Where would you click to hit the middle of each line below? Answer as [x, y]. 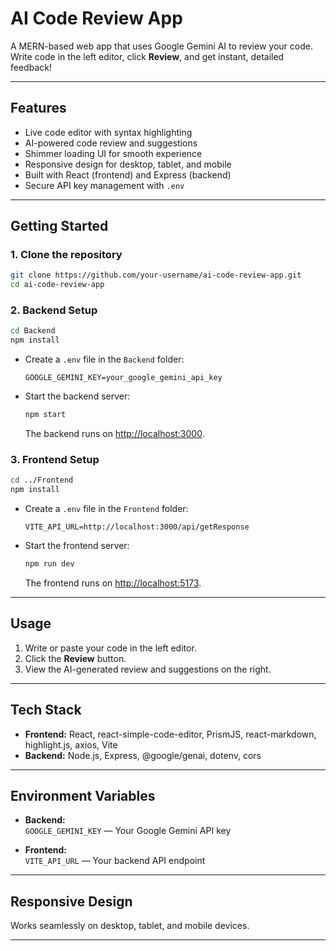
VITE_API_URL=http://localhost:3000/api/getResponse [137, 527]
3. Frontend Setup [55, 460]
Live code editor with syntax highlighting [108, 132]
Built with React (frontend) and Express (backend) [128, 174]
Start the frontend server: [77, 546]
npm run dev [49, 564]
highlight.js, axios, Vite [71, 744]
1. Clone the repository [66, 255]
